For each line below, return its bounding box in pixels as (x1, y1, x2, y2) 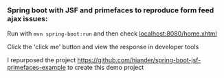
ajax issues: (7, 14, 48, 23)
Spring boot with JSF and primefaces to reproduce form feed (7, 5, 214, 15)
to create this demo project (67, 64, 144, 72)
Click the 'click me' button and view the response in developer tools (7, 43, 199, 51)
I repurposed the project (7, 56, 76, 64)
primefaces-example (7, 64, 67, 72)
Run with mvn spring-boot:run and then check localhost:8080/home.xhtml (7, 29, 218, 38)
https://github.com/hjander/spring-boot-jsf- (77, 56, 201, 64)
